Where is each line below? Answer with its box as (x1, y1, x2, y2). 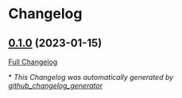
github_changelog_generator (8, 81, 103, 90)
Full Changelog (8, 57, 58, 66)
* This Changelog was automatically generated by (8, 73, 174, 81)
